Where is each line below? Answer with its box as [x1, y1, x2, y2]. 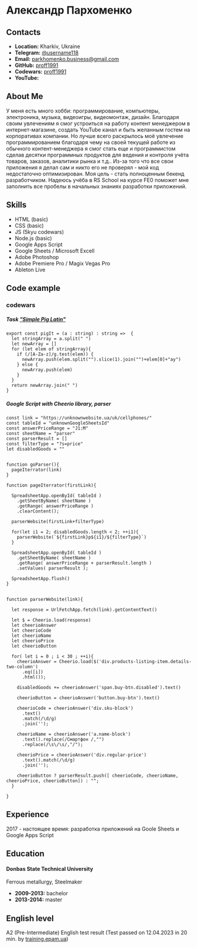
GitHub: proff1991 [14, 62, 59, 69]
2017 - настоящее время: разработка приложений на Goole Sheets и [6, 825, 179, 832]
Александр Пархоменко [6, 4, 133, 17]
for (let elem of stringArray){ [11, 346, 92, 352]
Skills [6, 200, 27, 210]
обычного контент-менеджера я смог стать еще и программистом [6, 145, 176, 152]
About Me [6, 91, 43, 101]
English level [6, 913, 54, 923]
